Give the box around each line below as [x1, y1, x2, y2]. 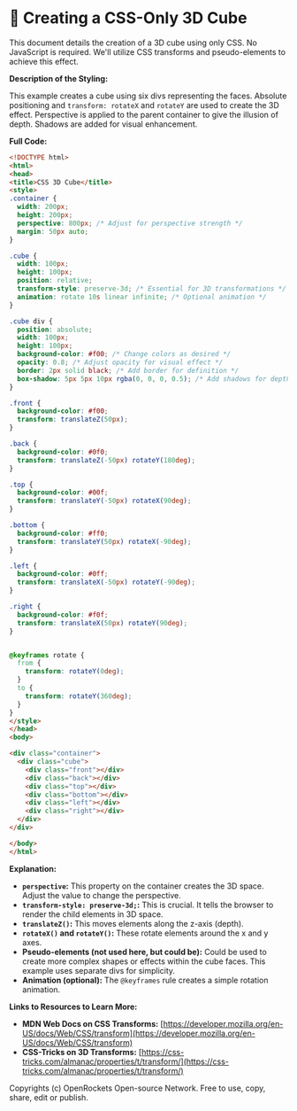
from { [17, 659, 42, 668]
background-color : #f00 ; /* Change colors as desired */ [17, 350, 232, 359]
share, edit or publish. [9, 1092, 88, 1102]
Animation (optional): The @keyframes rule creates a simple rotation [21, 975, 269, 985]
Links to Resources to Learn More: [9, 1001, 138, 1012]
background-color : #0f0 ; [17, 447, 109, 456]
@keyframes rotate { [9, 650, 86, 659]
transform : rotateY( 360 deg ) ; [25, 691, 133, 701]
